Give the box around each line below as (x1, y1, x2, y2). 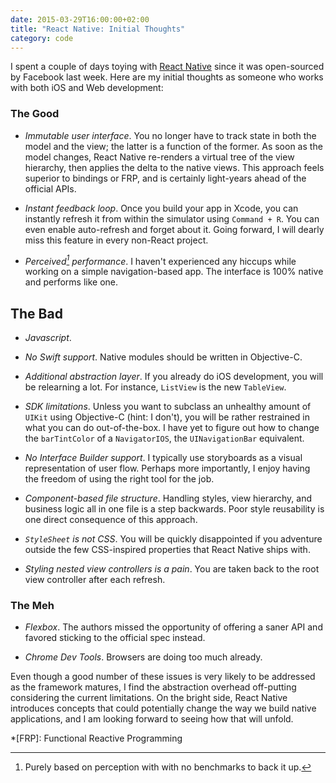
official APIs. (24, 182, 77, 195)
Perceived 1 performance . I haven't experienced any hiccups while (24, 253, 297, 267)
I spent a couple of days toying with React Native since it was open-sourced (10, 61, 325, 73)
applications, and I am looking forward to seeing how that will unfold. (10, 713, 294, 725)
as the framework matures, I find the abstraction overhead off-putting (10, 681, 297, 693)
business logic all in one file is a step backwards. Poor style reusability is (24, 503, 325, 515)
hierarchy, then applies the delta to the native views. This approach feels (24, 161, 325, 173)
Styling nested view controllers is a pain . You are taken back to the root (24, 563, 320, 575)
